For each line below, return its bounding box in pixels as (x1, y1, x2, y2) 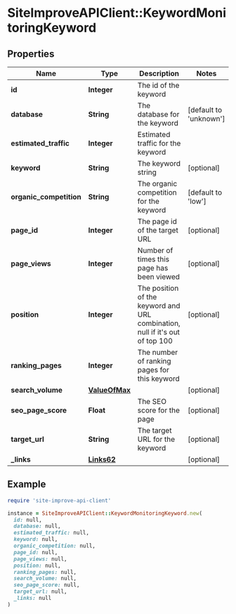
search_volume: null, (13, 575, 77, 582)
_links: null (13, 595, 52, 602)
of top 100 (137, 336, 173, 346)
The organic (137, 179, 178, 188)
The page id (137, 216, 178, 226)
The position (137, 283, 179, 293)
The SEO (137, 397, 167, 406)
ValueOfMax (88, 385, 131, 395)
